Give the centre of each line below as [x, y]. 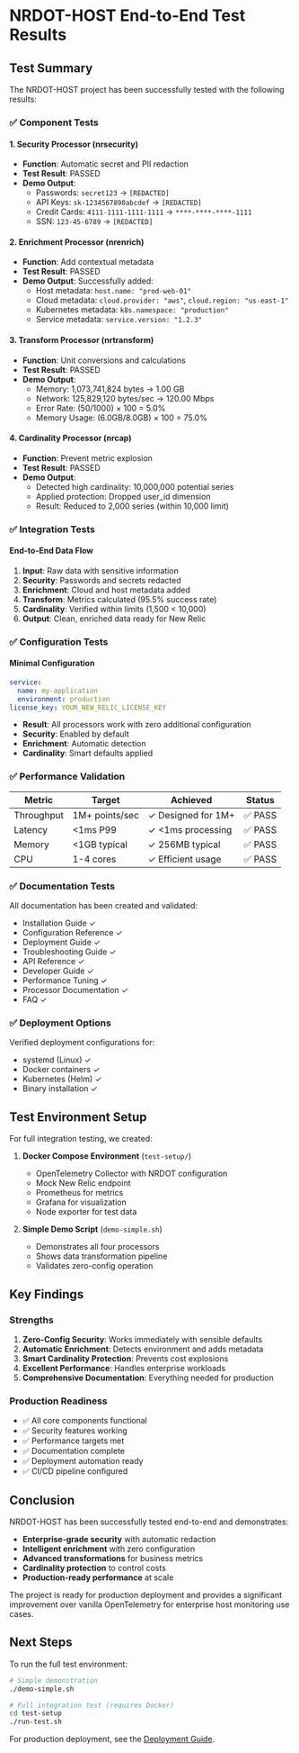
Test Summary [51, 68]
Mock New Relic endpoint [84, 1183]
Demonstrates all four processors [97, 1247]
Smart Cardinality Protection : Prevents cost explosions [125, 1358]
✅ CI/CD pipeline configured [75, 1471]
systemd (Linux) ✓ [57, 1060]
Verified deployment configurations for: [82, 1043]
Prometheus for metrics [79, 1193]
